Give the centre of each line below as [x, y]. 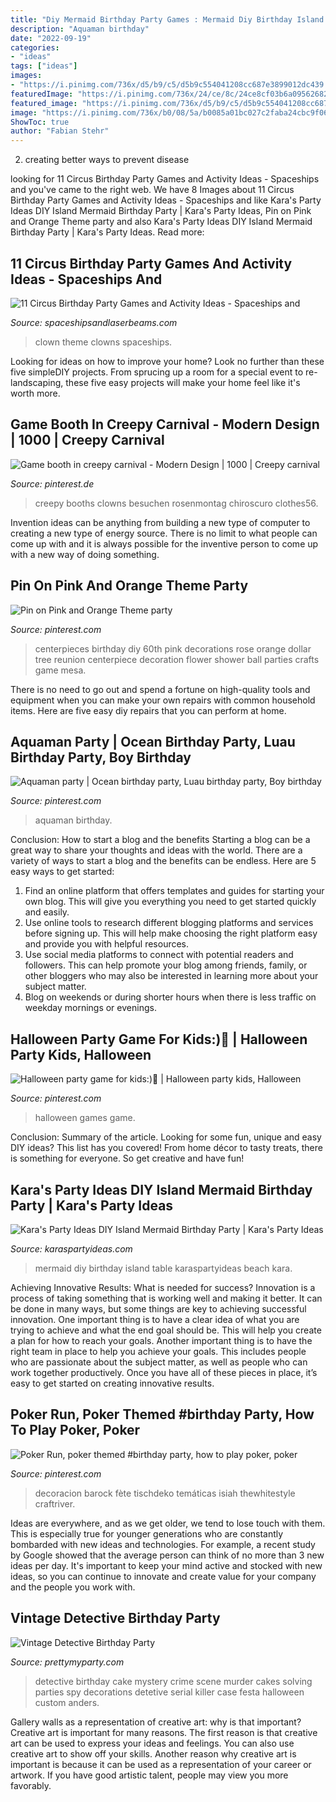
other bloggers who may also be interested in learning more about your [171, 976]
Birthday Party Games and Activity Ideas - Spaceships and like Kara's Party [166, 200]
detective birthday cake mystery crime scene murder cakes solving [173, 1681]
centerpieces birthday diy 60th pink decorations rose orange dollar [173, 648]
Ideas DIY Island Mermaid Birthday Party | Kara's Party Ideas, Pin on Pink [161, 211]
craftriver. [55, 1503]
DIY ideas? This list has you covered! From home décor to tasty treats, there [166, 1148]
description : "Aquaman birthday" [80, 29]
